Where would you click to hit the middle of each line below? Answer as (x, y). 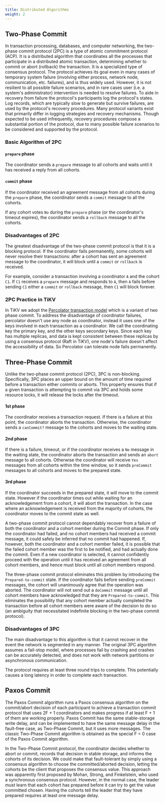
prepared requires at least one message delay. (52, 795)
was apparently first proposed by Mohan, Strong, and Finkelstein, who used (82, 775)
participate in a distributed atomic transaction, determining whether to (76, 61)
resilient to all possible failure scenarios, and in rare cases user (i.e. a (75, 88)
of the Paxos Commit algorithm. (37, 739)
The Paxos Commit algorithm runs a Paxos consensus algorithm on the (77, 702)
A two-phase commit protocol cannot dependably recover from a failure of (81, 523)
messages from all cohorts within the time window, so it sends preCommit (79, 465)
